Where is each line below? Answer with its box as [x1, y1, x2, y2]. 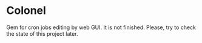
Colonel [6, 4, 47, 18]
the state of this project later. [6, 30, 78, 37]
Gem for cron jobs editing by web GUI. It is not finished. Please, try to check [6, 24, 196, 31]
